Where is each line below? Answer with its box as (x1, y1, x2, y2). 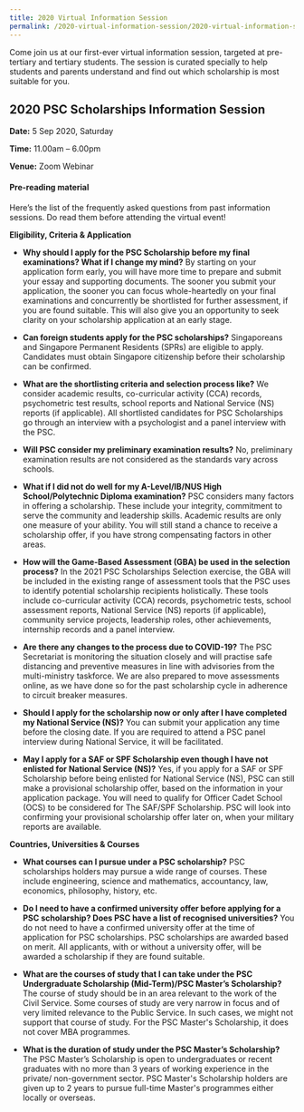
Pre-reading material (9, 181, 90, 192)
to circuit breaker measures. (22, 689, 128, 700)
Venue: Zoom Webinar (9, 161, 94, 172)
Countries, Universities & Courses (9, 838, 140, 849)
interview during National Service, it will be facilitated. (22, 736, 223, 746)
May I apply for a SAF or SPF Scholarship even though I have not (22, 754, 269, 765)
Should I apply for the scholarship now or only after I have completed (22, 707, 288, 717)
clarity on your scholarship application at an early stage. (22, 314, 233, 325)
